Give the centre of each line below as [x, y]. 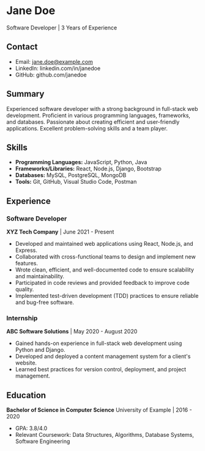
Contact [22, 47]
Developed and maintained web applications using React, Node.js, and [104, 244]
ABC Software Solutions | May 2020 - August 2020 [72, 332]
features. [27, 263]
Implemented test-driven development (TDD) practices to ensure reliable [107, 296]
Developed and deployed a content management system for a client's [103, 357]
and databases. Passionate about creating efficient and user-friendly [93, 122]
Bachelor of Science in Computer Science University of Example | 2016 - [99, 410]
